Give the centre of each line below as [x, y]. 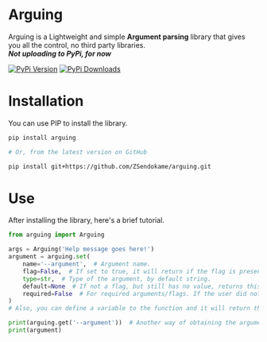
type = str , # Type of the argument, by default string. [117, 279]
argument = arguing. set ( [49, 257]
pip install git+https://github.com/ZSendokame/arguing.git [110, 166]
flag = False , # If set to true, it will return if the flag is [130, 271]
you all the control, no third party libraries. [77, 45]
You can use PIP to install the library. [68, 123]
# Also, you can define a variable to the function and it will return [129, 309]
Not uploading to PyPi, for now [60, 53]
